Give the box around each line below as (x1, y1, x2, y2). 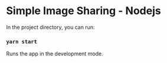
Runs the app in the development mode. (6, 50, 103, 57)
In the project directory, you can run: (6, 24, 95, 31)
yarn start (6, 38, 37, 45)
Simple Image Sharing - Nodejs (6, 4, 161, 18)
